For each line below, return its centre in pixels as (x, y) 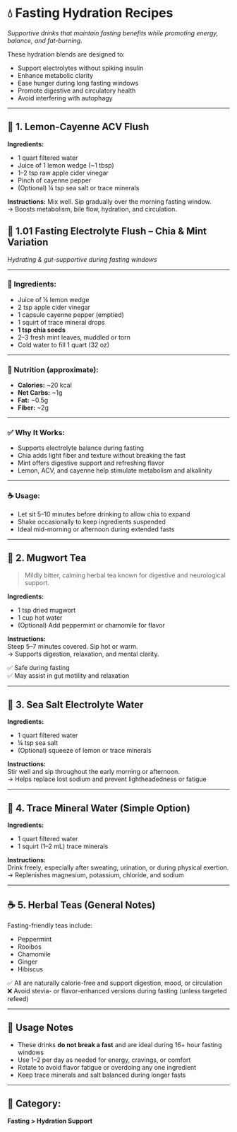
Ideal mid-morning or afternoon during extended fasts (96, 529)
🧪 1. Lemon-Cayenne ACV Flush (78, 127)
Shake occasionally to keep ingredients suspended (91, 521)
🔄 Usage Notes (41, 1028)
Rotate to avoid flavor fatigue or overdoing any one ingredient (107, 1067)
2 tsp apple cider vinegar (54, 307)
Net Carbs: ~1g (40, 393)
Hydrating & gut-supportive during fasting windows (82, 259)
